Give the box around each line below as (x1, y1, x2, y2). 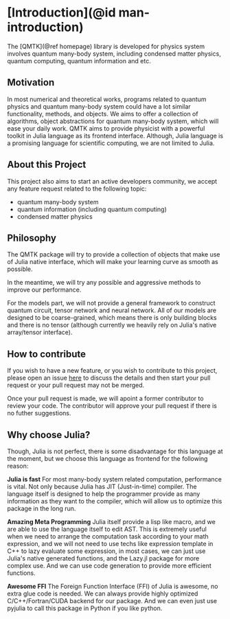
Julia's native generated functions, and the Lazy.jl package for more (7, 554, 200, 562)
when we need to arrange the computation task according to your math (7, 532, 209, 541)
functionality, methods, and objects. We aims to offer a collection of (7, 109, 198, 118)
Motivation (7, 77, 55, 89)
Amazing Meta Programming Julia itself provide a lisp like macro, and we (7, 518, 216, 525)
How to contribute (7, 348, 87, 360)
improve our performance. (7, 285, 82, 294)
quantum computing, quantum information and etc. (7, 56, 151, 65)
